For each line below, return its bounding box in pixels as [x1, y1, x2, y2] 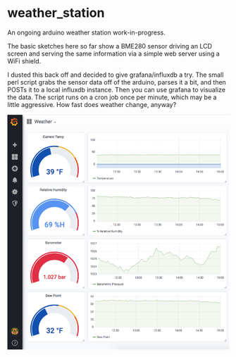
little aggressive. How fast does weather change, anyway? [7, 100, 177, 108]
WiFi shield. [7, 56, 41, 65]
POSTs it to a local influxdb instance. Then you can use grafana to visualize [7, 85, 225, 94]
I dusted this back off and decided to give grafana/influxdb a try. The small [7, 70, 224, 79]
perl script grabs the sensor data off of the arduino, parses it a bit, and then [7, 77, 227, 86]
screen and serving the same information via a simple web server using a [7, 49, 220, 58]
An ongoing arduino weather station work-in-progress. [7, 28, 166, 37]
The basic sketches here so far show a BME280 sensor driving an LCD [7, 42, 213, 50]
